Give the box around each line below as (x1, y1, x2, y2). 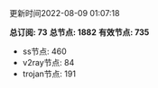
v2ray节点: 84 (22, 57, 75, 67)
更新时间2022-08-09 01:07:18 (9, 8, 120, 18)
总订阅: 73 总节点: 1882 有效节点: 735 (9, 27, 150, 38)
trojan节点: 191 (22, 68, 77, 79)
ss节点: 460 (22, 46, 68, 57)
